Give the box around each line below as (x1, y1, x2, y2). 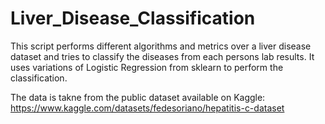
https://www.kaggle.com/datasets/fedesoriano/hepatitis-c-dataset (10, 102, 285, 114)
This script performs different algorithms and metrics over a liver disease (10, 40, 312, 52)
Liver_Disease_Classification (10, 7, 256, 30)
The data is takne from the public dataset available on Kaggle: (10, 91, 266, 103)
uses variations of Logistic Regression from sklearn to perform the (10, 61, 284, 73)
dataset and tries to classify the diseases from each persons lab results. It (10, 50, 315, 62)
